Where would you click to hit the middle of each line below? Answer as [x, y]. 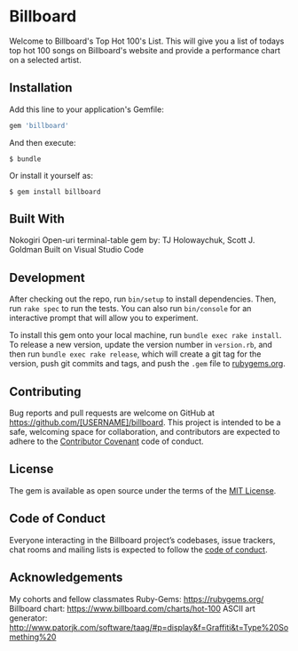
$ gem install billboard [55, 192]
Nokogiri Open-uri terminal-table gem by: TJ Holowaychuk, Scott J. [132, 240]
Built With [37, 219]
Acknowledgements [66, 578]
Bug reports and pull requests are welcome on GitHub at [112, 413]
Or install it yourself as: [51, 175]
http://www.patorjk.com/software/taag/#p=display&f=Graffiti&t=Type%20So [149, 627]
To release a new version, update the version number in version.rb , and [141, 345]
